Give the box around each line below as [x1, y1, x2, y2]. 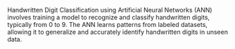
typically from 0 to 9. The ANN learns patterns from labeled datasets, [7, 21, 208, 28]
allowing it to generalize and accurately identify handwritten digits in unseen [7, 28, 229, 36]
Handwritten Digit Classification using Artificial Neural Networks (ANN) [7, 6, 212, 14]
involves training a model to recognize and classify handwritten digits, [7, 13, 210, 21]
